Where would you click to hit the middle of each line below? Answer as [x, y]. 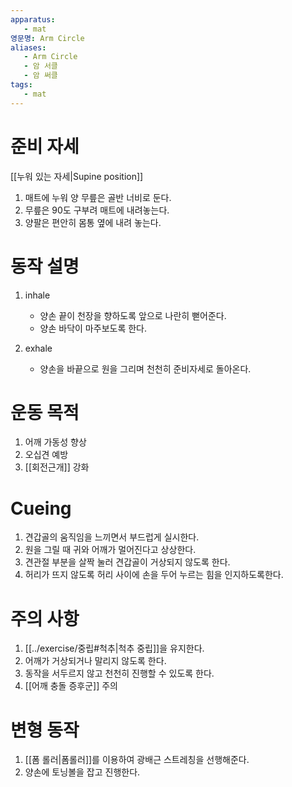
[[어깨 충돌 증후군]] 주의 [71, 686]
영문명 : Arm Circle [47, 38]
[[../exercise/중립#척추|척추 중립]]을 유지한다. [114, 648]
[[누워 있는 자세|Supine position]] [77, 176]
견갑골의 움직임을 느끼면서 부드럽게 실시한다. [112, 537]
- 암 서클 [40, 66]
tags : [21, 85]
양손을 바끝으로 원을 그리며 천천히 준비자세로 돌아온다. [145, 368]
